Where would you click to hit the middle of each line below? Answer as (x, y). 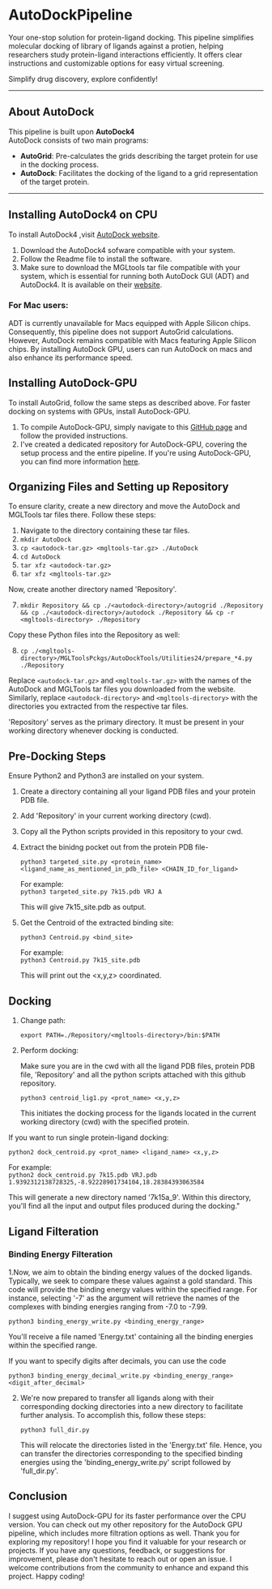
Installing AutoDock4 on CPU (83, 215)
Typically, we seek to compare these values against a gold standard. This (131, 1281)
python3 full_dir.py (55, 1430)
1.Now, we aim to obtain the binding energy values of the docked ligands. (130, 1272)
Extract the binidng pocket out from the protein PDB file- (114, 847)
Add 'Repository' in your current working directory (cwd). (116, 816)
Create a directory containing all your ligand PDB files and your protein (138, 791)
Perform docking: (49, 1051)
